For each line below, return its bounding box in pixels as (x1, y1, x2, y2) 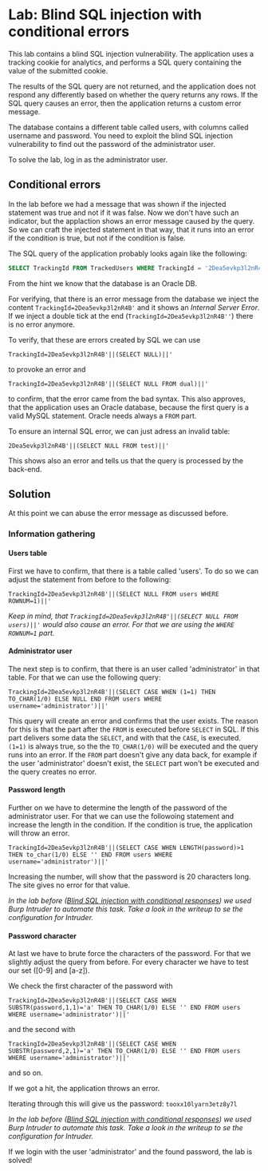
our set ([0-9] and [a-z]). (8, 966, 90, 975)
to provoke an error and (8, 364, 86, 374)
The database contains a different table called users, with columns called (8, 122, 249, 132)
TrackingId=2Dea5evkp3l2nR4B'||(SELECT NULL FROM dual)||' (8, 379, 209, 388)
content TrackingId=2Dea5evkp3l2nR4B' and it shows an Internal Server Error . (8, 302, 261, 312)
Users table (8, 548, 48, 558)
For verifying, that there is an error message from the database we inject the (8, 294, 259, 304)
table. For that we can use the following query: (8, 673, 161, 682)
